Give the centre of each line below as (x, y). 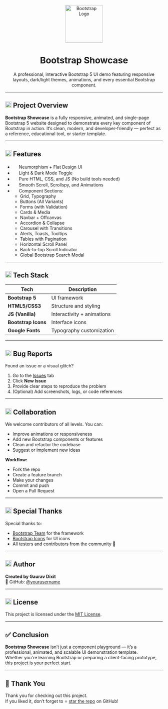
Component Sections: (41, 190)
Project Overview (40, 106)
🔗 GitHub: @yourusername (33, 582)
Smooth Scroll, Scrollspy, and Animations (61, 185)
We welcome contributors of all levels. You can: (54, 424)
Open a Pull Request (33, 491)
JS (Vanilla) (22, 314)
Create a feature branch (37, 475)
